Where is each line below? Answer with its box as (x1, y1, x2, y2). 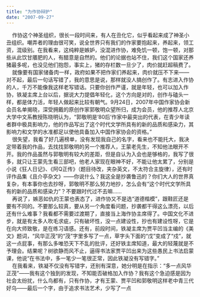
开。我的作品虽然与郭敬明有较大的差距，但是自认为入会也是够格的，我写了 (6, 150, 189, 158)
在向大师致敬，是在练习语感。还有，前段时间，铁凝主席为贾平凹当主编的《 (6, 224, 189, 232)
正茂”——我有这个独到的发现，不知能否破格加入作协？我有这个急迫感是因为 (6, 269, 192, 277)
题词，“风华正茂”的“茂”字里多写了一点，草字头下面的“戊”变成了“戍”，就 (16, 232, 192, 239)
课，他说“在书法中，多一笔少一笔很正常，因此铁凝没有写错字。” (6, 254, 160, 262)
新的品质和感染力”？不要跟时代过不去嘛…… (16, 187, 122, 195)
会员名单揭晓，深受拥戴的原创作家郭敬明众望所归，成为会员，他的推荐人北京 (6, 105, 194, 113)
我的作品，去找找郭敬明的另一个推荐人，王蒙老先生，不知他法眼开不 (21, 143, 189, 150)
